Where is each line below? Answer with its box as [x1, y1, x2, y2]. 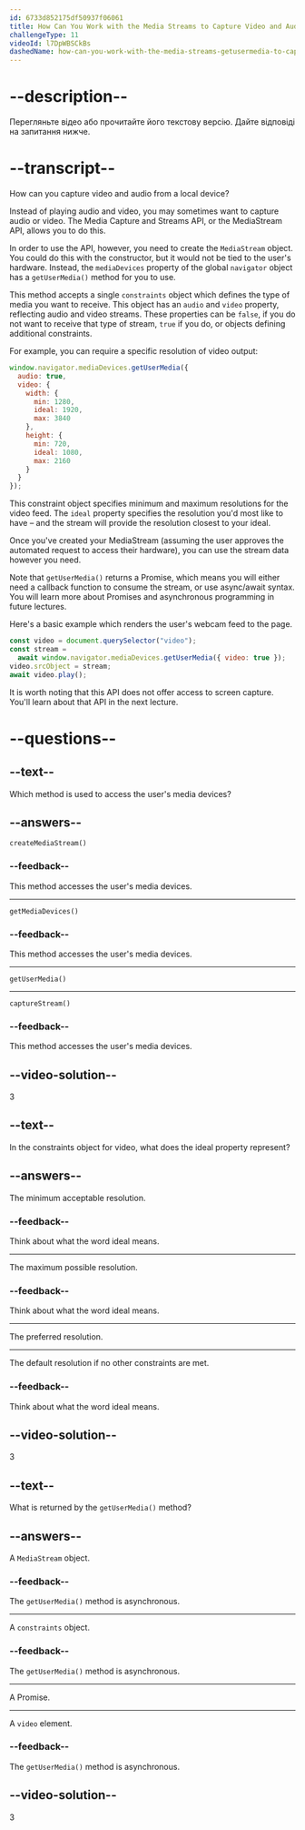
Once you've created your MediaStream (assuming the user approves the [9, 535, 284, 546]
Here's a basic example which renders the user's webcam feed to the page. [9, 619, 293, 630]
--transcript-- [9, 158, 116, 178]
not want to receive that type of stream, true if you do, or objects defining [9, 318, 286, 329]
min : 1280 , [33, 397, 75, 406]
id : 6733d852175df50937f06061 [9, 13, 124, 23]
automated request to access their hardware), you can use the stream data [9, 545, 290, 556]
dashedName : [9, 47, 54, 56]
